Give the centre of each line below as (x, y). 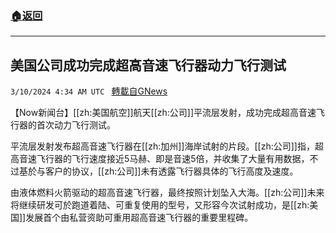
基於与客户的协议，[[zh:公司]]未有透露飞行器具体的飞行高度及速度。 (158, 171)
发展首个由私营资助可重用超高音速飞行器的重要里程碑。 (139, 218)
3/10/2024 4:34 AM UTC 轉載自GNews (89, 91)
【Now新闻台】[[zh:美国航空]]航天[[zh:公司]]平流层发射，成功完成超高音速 (163, 113)
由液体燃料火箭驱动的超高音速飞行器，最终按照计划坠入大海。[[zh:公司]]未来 (167, 193)
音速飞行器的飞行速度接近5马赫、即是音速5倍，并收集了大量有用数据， (164, 159)
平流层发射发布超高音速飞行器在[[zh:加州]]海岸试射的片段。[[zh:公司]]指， (162, 146)
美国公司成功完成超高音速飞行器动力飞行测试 (148, 65)
